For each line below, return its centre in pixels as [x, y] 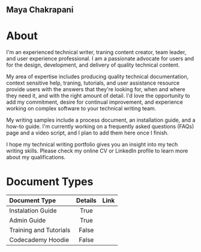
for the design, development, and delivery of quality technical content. [93, 65]
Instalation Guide [33, 211]
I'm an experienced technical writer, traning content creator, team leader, [96, 52]
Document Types [50, 181]
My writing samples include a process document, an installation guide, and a [101, 120]
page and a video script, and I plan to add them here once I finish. [88, 133]
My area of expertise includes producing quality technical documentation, [97, 77]
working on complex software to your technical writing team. [81, 109]
